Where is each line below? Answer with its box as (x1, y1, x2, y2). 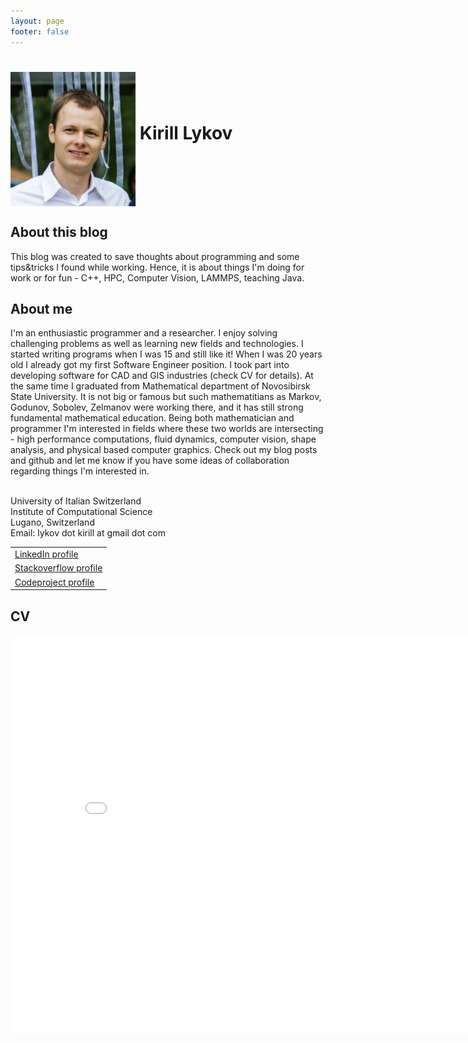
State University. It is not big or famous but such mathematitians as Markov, (10, 391, 322, 403)
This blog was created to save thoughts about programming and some (10, 250, 300, 262)
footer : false (10, 26, 70, 37)
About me (10, 301, 73, 318)
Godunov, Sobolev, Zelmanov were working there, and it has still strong (10, 401, 304, 414)
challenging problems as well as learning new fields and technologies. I (10, 338, 304, 350)
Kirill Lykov (139, 121, 233, 144)
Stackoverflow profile (14, 562, 103, 574)
